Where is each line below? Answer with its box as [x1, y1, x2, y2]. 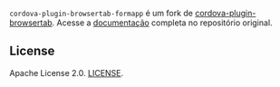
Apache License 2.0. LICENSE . [9, 67, 124, 78]
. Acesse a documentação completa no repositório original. [52, 17, 274, 28]
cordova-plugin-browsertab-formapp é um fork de [9, 8, 193, 18]
